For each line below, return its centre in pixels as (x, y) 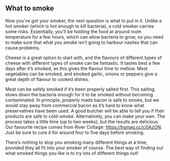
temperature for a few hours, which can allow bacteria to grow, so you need (84, 37)
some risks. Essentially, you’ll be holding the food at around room (74, 31)
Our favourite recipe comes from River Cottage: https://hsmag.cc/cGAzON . (84, 127)
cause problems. (23, 47)
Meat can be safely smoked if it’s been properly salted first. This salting (80, 89)
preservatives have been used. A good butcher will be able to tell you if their (85, 111)
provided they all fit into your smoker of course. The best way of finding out (84, 148)
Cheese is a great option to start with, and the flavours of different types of (84, 58)
